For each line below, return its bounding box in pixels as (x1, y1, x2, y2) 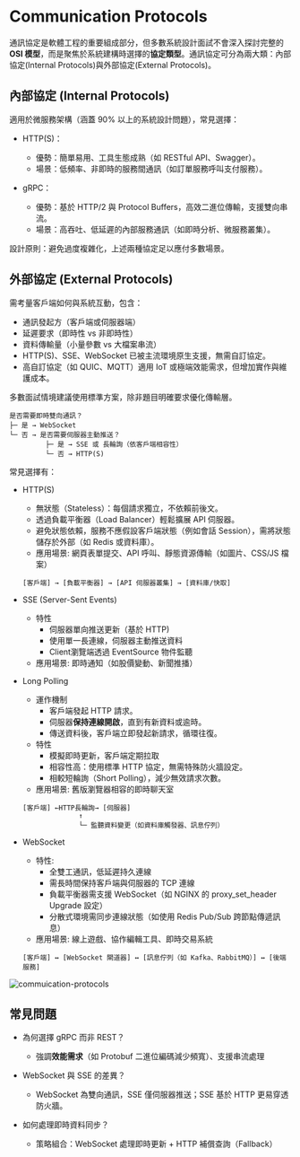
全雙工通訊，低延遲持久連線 (48, 866, 152, 877)
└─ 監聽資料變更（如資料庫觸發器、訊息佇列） (79, 820, 225, 829)
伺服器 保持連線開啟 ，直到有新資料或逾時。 (48, 716, 207, 727)
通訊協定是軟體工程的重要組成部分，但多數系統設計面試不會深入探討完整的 (9, 37, 284, 48)
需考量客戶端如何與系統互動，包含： (9, 297, 143, 308)
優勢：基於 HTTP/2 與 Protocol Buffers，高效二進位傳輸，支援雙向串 (35, 201, 288, 212)
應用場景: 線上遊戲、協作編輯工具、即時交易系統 (35, 933, 213, 944)
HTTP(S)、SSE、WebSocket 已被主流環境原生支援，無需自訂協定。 (21, 350, 271, 361)
